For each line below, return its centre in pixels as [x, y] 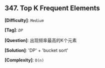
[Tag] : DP [14, 30]
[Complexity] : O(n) [24, 60]
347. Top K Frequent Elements [52, 8]
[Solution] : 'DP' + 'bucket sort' [36, 50]
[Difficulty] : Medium [24, 20]
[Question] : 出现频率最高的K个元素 [41, 40]
